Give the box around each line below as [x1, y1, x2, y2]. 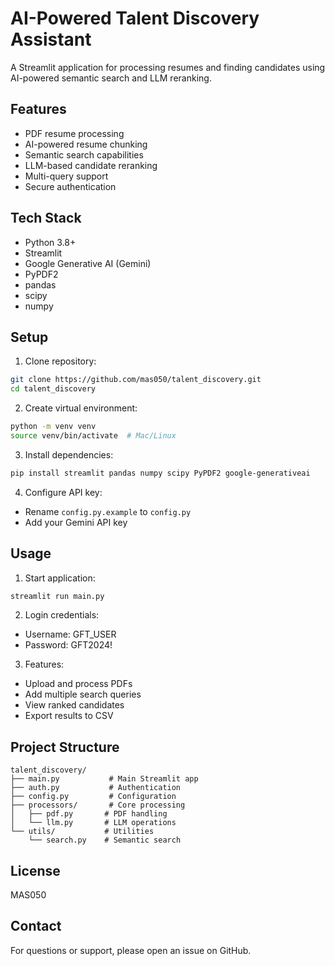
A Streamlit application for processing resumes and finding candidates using [10, 61, 326, 73]
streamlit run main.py [10, 591, 105, 601]
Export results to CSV [24, 710, 114, 722]
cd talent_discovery [10, 384, 97, 394]
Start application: [24, 572, 96, 584]
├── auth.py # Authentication [10, 783, 182, 793]
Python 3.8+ [24, 236, 77, 248]
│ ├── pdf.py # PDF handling [10, 809, 168, 819]
